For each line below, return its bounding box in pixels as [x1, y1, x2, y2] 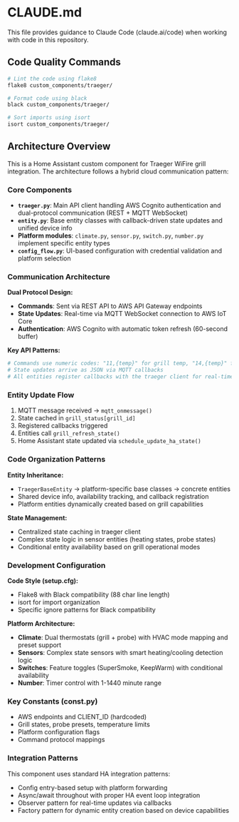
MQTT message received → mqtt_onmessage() [17, 406, 153, 415]
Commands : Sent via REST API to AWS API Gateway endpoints [17, 302, 203, 310]
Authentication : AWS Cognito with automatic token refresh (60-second [17, 325, 228, 333]
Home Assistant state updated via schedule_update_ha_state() [17, 437, 201, 445]
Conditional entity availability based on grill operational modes [17, 542, 201, 551]
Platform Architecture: [7, 619, 75, 628]
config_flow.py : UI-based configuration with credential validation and [17, 247, 223, 255]
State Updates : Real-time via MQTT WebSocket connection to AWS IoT [17, 310, 227, 318]
